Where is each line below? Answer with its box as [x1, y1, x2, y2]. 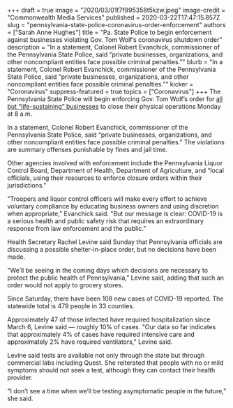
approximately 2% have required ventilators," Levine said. [7, 338, 173, 346]
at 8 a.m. [7, 109, 33, 118]
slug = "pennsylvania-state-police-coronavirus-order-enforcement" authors [7, 21, 226, 29]
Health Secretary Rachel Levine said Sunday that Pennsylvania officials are [7, 238, 223, 246]
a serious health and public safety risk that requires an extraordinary [7, 217, 204, 225]
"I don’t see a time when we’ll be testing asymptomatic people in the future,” [7, 387, 227, 395]
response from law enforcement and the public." [7, 225, 146, 232]
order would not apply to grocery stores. [7, 281, 123, 289]
